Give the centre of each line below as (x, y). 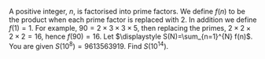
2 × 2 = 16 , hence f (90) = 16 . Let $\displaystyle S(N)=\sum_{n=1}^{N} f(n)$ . (131, 36)
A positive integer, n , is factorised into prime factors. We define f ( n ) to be (127, 11)
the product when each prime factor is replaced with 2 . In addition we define (133, 20)
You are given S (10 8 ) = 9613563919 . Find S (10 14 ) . (89, 45)
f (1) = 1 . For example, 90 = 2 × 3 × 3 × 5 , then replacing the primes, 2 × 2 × (130, 28)
